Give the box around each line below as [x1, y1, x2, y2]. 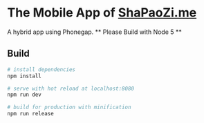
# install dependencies [7, 66, 76, 73]
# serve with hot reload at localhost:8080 [7, 85, 135, 92]
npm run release [7, 111, 54, 117]
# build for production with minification [7, 104, 131, 111]
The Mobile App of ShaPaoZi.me [7, 5, 197, 21]
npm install [7, 73, 41, 79]
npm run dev [7, 91, 41, 98]
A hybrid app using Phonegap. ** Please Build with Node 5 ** [7, 28, 182, 36]
